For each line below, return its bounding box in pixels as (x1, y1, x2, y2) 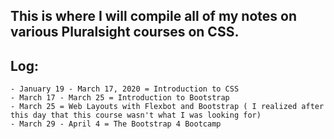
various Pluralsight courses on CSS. (10, 24, 240, 41)
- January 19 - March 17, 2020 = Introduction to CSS (10, 84, 240, 94)
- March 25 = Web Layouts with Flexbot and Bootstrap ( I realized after (10, 102, 325, 112)
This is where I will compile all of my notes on (10, 8, 297, 25)
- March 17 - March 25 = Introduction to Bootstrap (10, 93, 230, 103)
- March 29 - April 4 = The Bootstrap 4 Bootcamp (10, 119, 222, 129)
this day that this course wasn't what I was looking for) (10, 110, 262, 121)
